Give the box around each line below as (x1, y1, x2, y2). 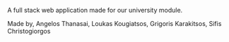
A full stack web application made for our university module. (7, 6, 183, 14)
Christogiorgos (7, 27, 51, 35)
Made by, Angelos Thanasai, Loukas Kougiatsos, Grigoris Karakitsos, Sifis (7, 20, 222, 27)
